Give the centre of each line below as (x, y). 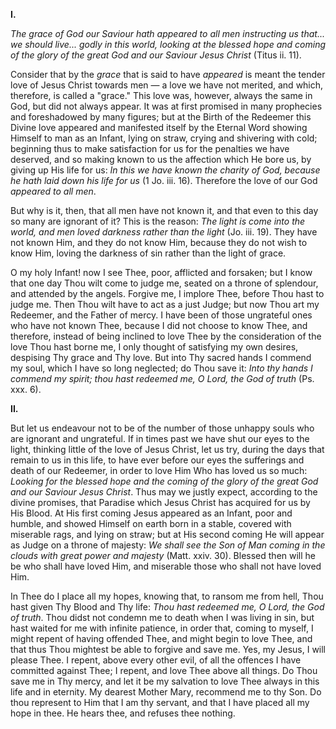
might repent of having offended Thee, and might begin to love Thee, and (161, 638)
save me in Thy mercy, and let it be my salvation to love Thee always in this (165, 681)
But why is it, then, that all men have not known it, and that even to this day (164, 210)
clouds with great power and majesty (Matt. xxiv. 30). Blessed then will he (163, 555)
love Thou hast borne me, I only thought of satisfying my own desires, (154, 347)
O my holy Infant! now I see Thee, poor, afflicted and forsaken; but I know (161, 272)
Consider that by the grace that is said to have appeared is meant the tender (168, 74)
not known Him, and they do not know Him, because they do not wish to (159, 242)
